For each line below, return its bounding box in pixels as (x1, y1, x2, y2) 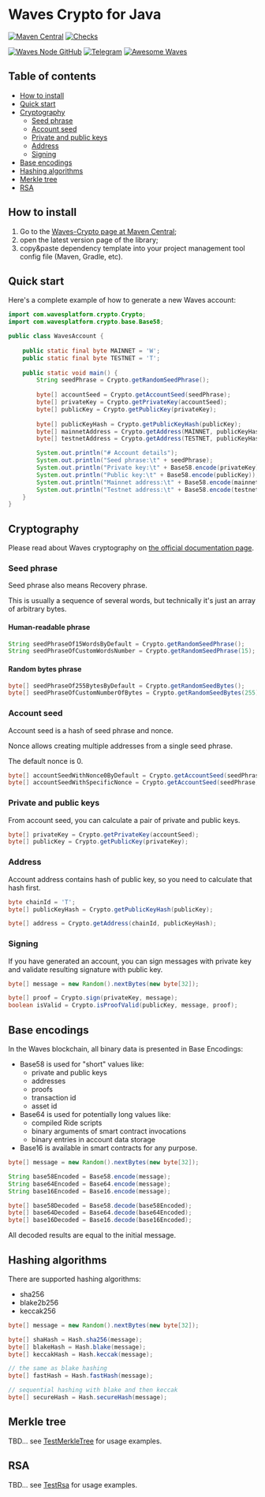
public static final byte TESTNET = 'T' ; (22, 354, 160, 362)
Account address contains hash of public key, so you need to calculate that (8, 874, 252, 884)
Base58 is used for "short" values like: (19, 1059, 144, 1069)
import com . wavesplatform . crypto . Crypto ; (8, 311, 147, 318)
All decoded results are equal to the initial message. (8, 1231, 176, 1240)
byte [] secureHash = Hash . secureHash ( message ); (8, 1394, 168, 1402)
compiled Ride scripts (31, 1118, 103, 1128)
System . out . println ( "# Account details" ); (36, 449, 178, 457)
